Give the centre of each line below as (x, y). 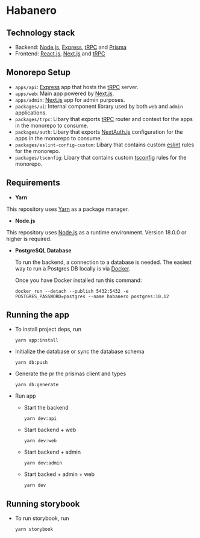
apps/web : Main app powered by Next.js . (64, 93)
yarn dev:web (40, 441)
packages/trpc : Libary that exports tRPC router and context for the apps (104, 119)
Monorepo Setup (39, 73)
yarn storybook (34, 530)
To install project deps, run (48, 330)
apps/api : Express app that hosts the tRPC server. (77, 87)
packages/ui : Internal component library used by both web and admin (99, 106)
